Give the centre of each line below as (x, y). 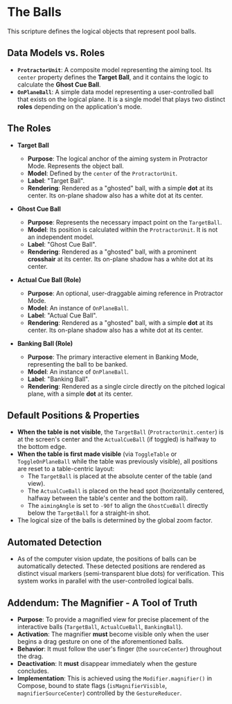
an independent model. (61, 237)
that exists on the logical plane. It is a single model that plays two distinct (121, 99)
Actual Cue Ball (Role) (49, 280)
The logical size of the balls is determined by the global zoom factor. (115, 520)
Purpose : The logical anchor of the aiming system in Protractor (117, 158)
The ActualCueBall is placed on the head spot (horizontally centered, (126, 491)
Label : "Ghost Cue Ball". (62, 244)
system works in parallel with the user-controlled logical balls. (105, 581)
